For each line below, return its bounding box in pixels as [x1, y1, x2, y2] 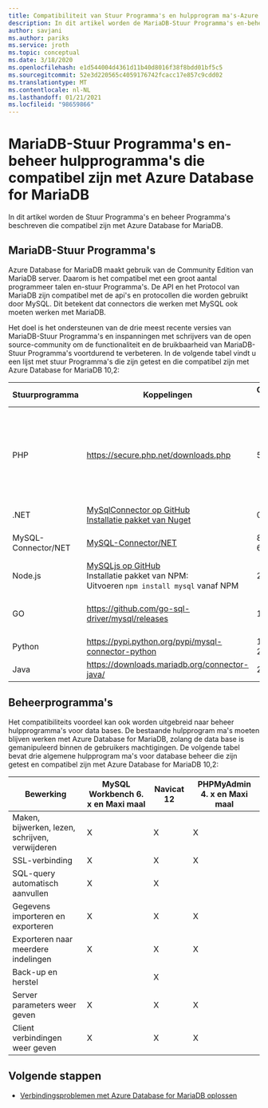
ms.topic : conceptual [8, 49, 81, 57]
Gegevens [12, 901, 50, 912]
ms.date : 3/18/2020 [8, 57, 73, 65]
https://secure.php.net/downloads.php [86, 449, 231, 460]
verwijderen [12, 842, 57, 853]
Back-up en [12, 966, 58, 977]
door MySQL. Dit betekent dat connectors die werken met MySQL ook [8, 298, 238, 308]
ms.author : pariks [8, 34, 69, 42]
